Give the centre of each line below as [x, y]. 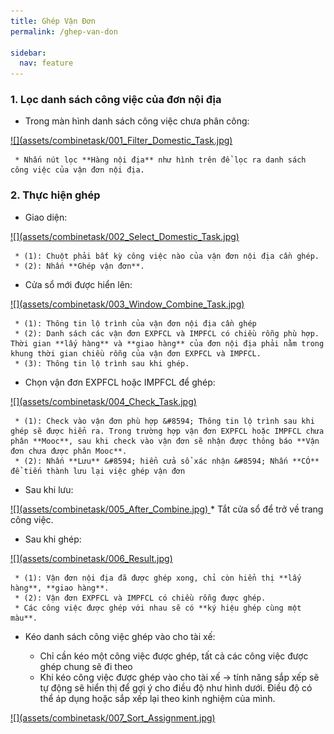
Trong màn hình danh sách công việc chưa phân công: [137, 121]
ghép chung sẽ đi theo [86, 666]
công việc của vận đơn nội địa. [77, 170]
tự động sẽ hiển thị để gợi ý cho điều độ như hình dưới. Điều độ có [176, 687]
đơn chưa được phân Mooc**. [69, 451]
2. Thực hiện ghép [55, 195]
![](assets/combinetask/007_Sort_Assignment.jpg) [113, 717]
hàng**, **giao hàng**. [60, 588]
